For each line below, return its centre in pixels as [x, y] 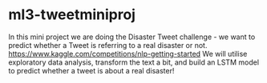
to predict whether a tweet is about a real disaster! [91, 70]
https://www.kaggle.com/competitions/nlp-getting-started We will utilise [128, 53]
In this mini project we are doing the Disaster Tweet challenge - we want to [132, 37]
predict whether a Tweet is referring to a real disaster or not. [108, 45]
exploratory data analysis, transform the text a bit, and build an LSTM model [133, 62]
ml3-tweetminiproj [72, 15]
